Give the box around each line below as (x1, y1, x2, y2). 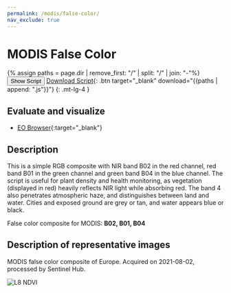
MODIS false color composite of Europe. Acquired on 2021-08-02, (7, 257, 195, 265)
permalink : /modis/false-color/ (7, 10, 100, 17)
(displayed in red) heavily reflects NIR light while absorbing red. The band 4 (7, 184, 221, 192)
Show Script (10, 77, 42, 85)
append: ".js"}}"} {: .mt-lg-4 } (7, 85, 90, 94)
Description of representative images (7, 239, 170, 251)
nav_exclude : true (7, 17, 60, 23)
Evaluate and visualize (7, 105, 105, 117)
